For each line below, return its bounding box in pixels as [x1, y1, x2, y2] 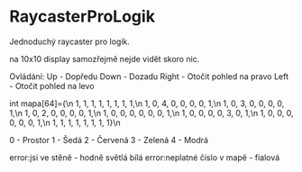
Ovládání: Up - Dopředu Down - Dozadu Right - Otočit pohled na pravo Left [9, 70, 289, 82]
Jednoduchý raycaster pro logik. [9, 36, 131, 47]
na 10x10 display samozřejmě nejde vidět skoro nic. [9, 53, 200, 64]
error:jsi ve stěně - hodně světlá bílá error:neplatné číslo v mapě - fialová [9, 151, 280, 163]
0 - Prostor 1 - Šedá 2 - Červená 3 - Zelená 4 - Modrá [9, 134, 209, 145]
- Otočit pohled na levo [9, 80, 95, 91]
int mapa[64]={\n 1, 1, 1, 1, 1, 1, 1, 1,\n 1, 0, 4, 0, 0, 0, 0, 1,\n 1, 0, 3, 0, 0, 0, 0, [9, 97, 285, 109]
